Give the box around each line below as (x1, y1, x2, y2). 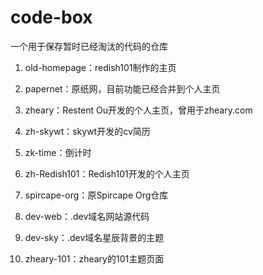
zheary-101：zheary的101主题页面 (24, 252, 165, 265)
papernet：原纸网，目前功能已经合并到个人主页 (24, 82, 221, 95)
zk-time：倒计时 (24, 146, 92, 158)
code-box (10, 6, 93, 29)
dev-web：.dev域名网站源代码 (24, 210, 150, 222)
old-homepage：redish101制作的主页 (24, 61, 177, 73)
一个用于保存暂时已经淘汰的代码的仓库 (10, 40, 168, 52)
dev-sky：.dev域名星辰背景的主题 (24, 231, 165, 243)
